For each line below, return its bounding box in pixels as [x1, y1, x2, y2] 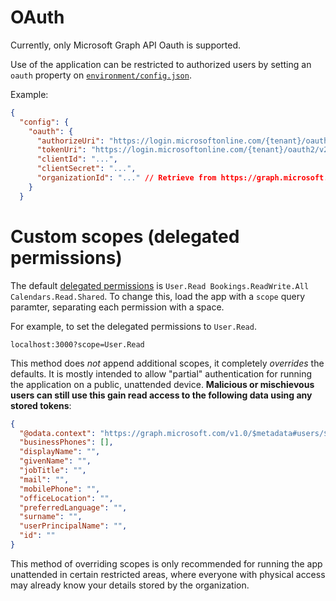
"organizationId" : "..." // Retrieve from [36, 173, 217, 183]
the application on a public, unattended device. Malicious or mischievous [10, 378, 315, 390]
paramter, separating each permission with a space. [10, 301, 225, 313]
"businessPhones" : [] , [19, 437, 114, 448]
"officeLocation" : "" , [19, 493, 114, 503]
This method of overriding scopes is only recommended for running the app [10, 557, 323, 570]
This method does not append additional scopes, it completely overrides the [10, 357, 325, 369]
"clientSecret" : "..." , [36, 164, 137, 174]
